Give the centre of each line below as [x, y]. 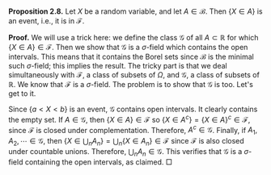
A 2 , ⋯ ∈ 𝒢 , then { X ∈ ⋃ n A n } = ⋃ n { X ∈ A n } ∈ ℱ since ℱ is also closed [126, 142]
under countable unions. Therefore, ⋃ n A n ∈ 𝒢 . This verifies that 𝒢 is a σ [129, 152]
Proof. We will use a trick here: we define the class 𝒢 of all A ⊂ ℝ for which [133, 37]
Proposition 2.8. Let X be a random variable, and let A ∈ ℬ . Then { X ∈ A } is [135, 11]
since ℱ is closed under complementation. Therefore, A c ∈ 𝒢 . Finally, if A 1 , [133, 130]
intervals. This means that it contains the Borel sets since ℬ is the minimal [131, 56]
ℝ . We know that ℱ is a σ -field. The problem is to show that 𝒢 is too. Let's [131, 84]
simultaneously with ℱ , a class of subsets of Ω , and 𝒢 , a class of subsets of [134, 75]
